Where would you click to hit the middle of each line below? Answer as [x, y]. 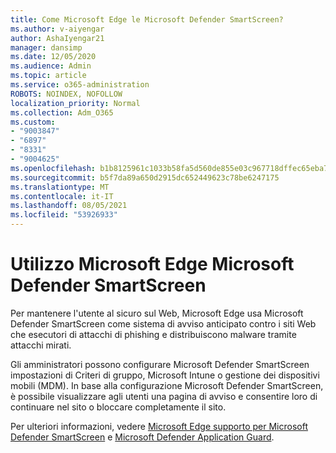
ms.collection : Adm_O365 [62, 112]
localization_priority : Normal [75, 103]
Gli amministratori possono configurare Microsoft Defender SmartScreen [160, 364]
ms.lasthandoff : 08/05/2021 [69, 206]
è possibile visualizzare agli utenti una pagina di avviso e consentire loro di [164, 396]
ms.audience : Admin [51, 66]
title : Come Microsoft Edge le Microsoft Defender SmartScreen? [147, 19]
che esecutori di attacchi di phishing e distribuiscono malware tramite [153, 334]
